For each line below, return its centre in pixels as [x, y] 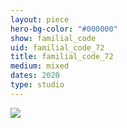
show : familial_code [53, 38]
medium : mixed [40, 66]
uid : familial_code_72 [57, 47]
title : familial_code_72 [62, 57]
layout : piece [40, 19]
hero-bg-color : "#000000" [64, 29]
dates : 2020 [35, 76]
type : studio [37, 85]
